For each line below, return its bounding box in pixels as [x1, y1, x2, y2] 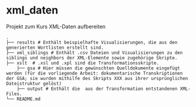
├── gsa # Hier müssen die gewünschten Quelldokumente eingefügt [16, 65, 181, 71]
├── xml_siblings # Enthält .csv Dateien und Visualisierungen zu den [6, 49, 183, 56]
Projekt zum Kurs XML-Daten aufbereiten [6, 23, 106, 30]
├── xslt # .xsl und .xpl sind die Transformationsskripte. [6, 60, 160, 66]
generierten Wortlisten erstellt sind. [6, 45, 104, 51]
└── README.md [6, 96, 41, 102]
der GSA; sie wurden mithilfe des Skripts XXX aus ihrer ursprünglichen [6, 75, 188, 81]
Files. [6, 91, 22, 97]
